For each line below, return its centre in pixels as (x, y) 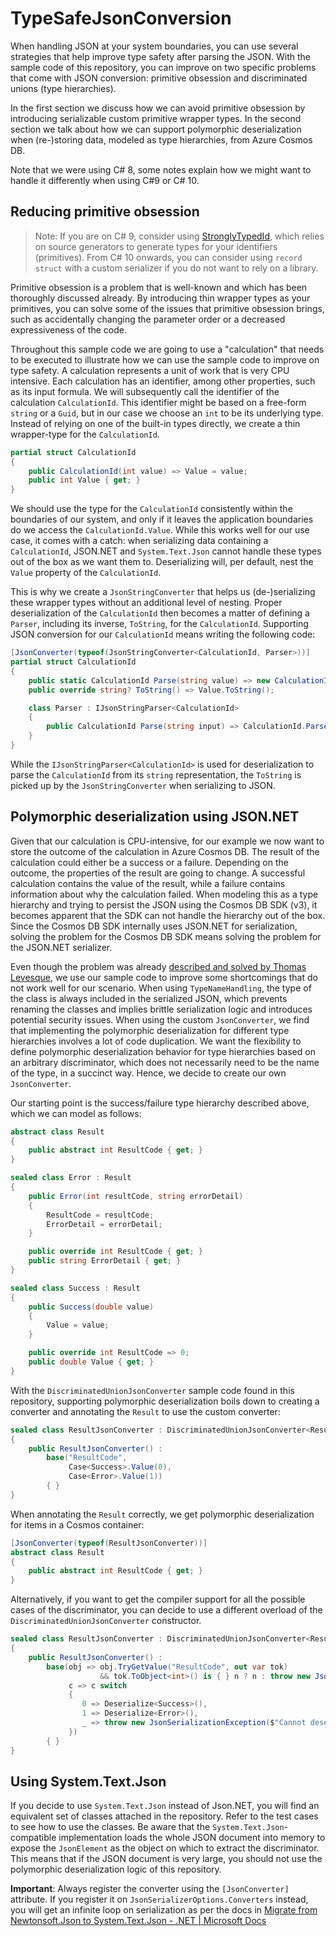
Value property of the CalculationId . (86, 573)
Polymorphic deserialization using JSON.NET (155, 817)
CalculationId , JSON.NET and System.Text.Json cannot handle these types (166, 551)
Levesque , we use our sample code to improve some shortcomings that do (164, 977)
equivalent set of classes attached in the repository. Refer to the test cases (164, 1816)
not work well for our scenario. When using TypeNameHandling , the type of (161, 988)
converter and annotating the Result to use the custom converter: (145, 1411)
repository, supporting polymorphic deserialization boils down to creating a (165, 1401)
